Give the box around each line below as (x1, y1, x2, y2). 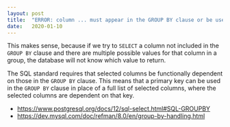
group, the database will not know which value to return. (7, 56, 166, 65)
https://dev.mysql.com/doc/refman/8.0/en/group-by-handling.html (16, 112, 205, 120)
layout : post (7, 10, 44, 17)
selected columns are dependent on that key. (7, 91, 135, 100)
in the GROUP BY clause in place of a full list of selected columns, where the (7, 84, 217, 93)
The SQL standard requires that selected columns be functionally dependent (7, 69, 223, 78)
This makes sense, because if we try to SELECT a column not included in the (7, 42, 219, 50)
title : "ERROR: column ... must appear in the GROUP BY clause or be (7, 16, 213, 23)
